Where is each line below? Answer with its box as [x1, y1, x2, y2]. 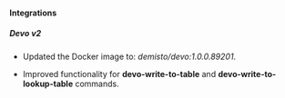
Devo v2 [9, 28, 42, 39]
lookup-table [22, 78, 74, 89]
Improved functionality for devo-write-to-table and [22, 68, 217, 79]
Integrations [9, 7, 57, 18]
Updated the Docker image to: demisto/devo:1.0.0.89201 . [22, 51, 237, 62]
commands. [75, 78, 120, 89]
